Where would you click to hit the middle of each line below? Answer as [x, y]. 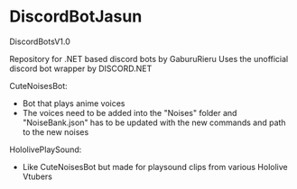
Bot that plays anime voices [74, 103]
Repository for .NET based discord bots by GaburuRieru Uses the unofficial [149, 58]
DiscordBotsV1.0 [40, 41]
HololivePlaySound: [46, 149]
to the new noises [56, 131]
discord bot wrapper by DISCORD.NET [81, 68]
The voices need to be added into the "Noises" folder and [130, 112]
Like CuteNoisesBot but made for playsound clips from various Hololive [155, 166]
